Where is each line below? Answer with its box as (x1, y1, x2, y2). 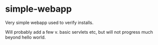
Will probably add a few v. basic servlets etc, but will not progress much (5, 29, 153, 35)
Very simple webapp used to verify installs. (5, 20, 94, 25)
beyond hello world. (5, 34, 46, 40)
